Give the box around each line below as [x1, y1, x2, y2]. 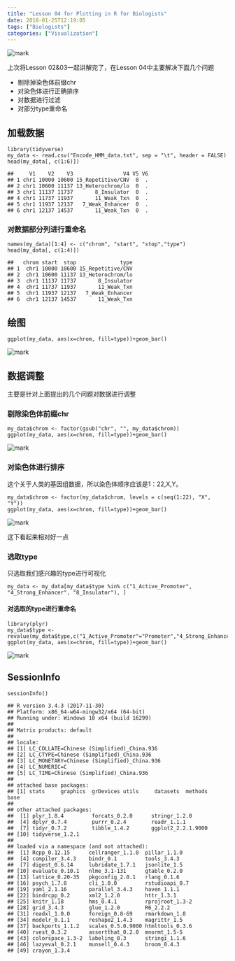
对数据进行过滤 [17, 96, 61, 104]
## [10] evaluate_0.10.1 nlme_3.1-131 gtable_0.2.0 [7, 867, 183, 874]
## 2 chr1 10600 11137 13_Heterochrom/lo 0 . [7, 183, 149, 190]
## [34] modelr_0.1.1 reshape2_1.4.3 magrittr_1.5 [7, 916, 183, 923]
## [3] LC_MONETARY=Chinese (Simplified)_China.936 [7, 757, 161, 764]
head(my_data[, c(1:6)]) [7, 158, 80, 165]
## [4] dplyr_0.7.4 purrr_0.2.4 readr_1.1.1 [7, 818, 187, 825]
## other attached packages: [7, 806, 92, 813]
